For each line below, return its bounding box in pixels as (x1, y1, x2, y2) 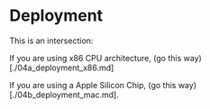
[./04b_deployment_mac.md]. (9, 89, 119, 100)
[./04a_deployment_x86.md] (9, 62, 114, 73)
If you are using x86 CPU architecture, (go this (9, 52, 182, 63)
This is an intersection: (9, 35, 94, 46)
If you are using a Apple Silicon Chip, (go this (9, 79, 177, 90)
